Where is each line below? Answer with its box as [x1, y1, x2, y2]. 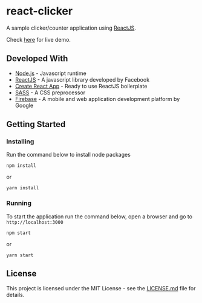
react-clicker [6, 4, 73, 18]
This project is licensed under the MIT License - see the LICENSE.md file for [6, 284, 196, 292]
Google [15, 102, 34, 109]
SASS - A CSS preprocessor [15, 89, 86, 96]
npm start [6, 230, 31, 236]
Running [6, 199, 32, 207]
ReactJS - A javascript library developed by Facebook [15, 76, 150, 83]
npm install [6, 163, 36, 169]
